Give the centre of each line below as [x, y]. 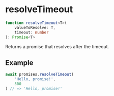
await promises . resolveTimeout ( [39, 75]
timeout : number [32, 32]
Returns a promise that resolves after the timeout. [57, 47]
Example [19, 63]
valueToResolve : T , [35, 27]
